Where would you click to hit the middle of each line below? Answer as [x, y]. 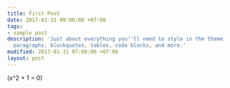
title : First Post [33, 13]
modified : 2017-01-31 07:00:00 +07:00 [63, 52]
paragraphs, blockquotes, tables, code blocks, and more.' [100, 45]
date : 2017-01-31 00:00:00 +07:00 [57, 20]
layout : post [26, 58]
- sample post [28, 33]
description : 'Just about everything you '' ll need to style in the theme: [117, 39]
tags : [15, 26]
